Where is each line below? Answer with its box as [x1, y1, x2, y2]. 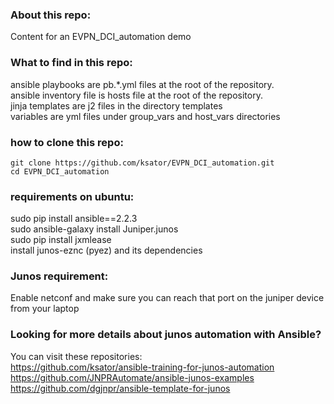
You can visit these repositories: [10, 350, 143, 362]
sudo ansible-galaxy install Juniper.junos [10, 223, 179, 235]
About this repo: [10, 8, 92, 22]
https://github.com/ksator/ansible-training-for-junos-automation [10, 361, 275, 373]
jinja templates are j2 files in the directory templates [10, 99, 223, 112]
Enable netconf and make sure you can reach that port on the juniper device [10, 292, 325, 304]
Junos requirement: [10, 269, 109, 283]
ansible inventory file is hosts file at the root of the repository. [10, 89, 263, 101]
